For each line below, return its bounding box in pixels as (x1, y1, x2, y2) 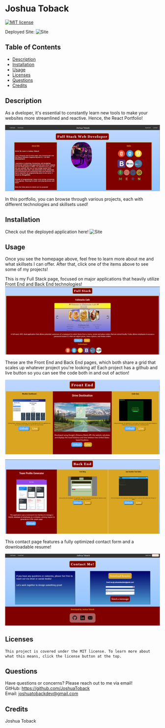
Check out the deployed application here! (5, 229, 89, 235)
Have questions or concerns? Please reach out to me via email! (5, 680, 133, 686)
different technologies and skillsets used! (5, 201, 88, 207)
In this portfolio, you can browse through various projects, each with (5, 196, 143, 202)
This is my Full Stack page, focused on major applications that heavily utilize (5, 276, 160, 282)
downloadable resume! (5, 544, 52, 550)
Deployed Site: (5, 29, 35, 35)
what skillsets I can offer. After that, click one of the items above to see (5, 261, 149, 267)
